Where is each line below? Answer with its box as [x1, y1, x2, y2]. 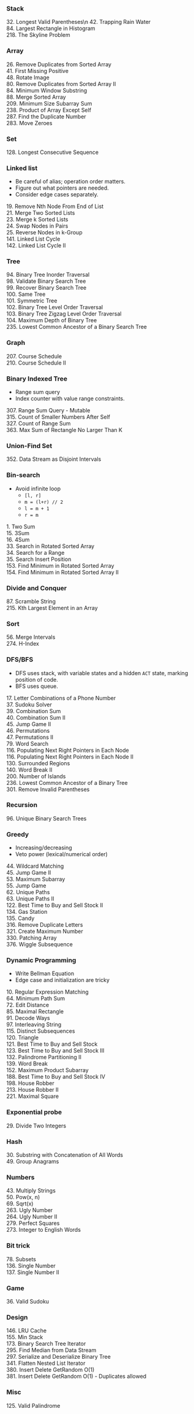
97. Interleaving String [6, 1021, 62, 1029]
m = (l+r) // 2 [24, 499, 63, 505]
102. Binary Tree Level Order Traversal [6, 304, 103, 311]
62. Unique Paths [6, 889, 50, 896]
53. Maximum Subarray [6, 876, 65, 883]
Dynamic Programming [6, 956, 76, 965]
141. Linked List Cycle [6, 235, 61, 243]
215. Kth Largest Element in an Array [6, 604, 98, 611]
